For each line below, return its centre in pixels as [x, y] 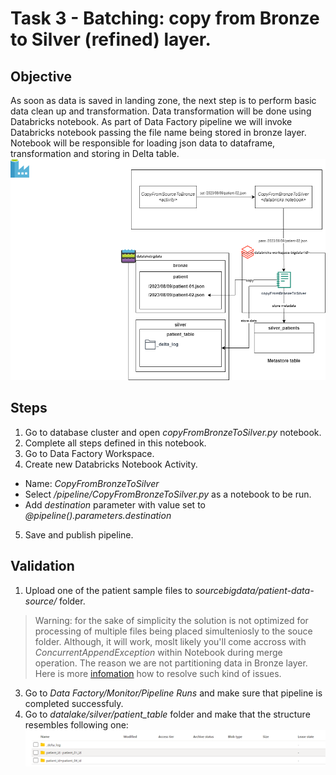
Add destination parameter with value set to [115, 504]
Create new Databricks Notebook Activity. [111, 464]
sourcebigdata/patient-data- [254, 590]
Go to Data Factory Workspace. [89, 453]
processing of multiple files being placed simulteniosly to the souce [173, 631]
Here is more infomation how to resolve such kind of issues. [158, 673]
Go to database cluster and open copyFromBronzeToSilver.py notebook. [173, 432]
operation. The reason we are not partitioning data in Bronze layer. [171, 663]
